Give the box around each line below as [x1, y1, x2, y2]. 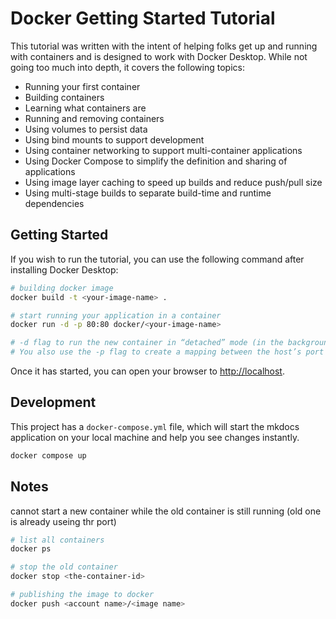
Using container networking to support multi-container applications [24, 144, 303, 156]
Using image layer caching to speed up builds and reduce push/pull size [24, 176, 323, 188]
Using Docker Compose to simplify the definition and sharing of [24, 155, 288, 167]
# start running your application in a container [10, 310, 222, 321]
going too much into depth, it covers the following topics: [10, 61, 245, 73]
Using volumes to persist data [24, 123, 148, 135]
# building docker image [10, 283, 114, 293]
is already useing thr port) [10, 515, 117, 527]
